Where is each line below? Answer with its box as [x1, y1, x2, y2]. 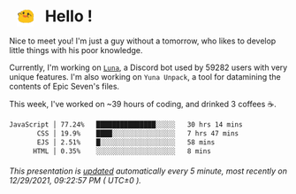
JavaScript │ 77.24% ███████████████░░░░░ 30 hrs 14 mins [9, 120, 243, 129]
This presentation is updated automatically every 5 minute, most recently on [9, 166, 287, 176]
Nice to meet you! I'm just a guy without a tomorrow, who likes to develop [9, 35, 277, 46]
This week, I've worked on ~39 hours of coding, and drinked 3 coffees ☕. [9, 99, 277, 110]
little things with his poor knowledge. [9, 45, 143, 56]
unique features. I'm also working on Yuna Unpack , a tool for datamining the [9, 72, 281, 82]
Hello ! [44, 6, 93, 27]
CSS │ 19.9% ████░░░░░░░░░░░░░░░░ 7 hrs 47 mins [36, 129, 239, 138]
